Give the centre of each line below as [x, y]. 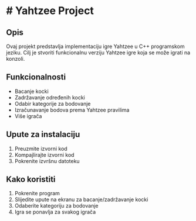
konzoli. [16, 59]
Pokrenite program [37, 194]
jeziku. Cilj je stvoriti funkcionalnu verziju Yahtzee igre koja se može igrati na [98, 53]
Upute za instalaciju [43, 135]
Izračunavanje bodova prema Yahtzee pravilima [72, 110]
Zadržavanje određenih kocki [50, 97]
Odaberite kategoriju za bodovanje [56, 206]
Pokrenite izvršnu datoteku [47, 161]
